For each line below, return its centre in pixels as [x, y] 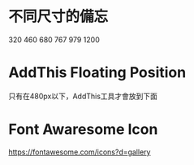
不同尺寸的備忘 [58, 17]
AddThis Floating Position [97, 73]
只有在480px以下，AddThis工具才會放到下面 [83, 96]
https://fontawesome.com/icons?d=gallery [80, 152]
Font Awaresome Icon [83, 130]
